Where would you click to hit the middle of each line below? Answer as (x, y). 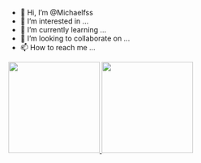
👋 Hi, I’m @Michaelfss (56, 13)
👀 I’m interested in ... (54, 21)
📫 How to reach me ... (58, 47)
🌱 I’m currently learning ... (63, 30)
